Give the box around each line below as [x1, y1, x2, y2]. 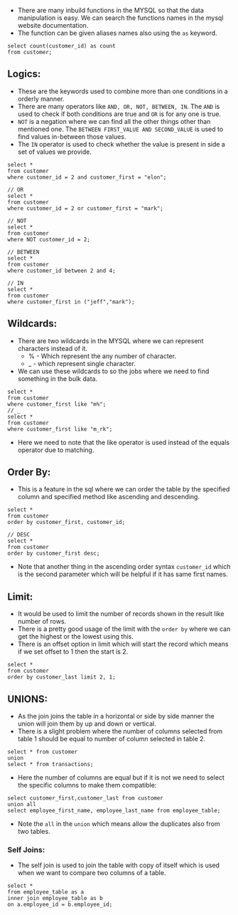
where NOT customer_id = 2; [7, 236, 91, 243]
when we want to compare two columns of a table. [17, 869, 166, 877]
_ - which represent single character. [28, 359, 136, 367]
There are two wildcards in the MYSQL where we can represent [17, 336, 204, 345]
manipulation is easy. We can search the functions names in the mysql [17, 14, 224, 22]
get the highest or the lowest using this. [17, 632, 134, 641]
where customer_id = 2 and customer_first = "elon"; [7, 174, 167, 181]
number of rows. [17, 617, 67, 626]
